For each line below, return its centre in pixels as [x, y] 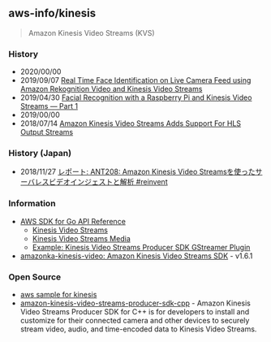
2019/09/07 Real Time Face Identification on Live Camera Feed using [135, 80]
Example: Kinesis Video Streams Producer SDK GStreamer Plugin [141, 247]
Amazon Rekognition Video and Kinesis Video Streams [111, 89]
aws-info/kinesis [52, 13]
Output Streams [47, 132]
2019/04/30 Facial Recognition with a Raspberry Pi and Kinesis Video [136, 97]
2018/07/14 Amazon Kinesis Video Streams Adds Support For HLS [131, 123]
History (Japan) [40, 154]
